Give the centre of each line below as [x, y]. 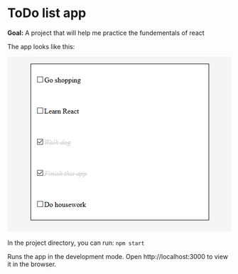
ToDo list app [47, 13]
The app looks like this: [41, 46]
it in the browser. [32, 264]
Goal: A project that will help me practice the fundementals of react [106, 33]
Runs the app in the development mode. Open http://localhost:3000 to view [118, 256]
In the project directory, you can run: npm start [76, 243]
